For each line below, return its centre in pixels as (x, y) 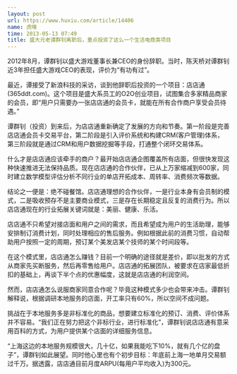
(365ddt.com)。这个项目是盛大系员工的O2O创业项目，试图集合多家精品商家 (117, 94)
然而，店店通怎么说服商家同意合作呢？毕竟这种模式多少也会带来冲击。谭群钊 (119, 289)
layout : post (26, 14)
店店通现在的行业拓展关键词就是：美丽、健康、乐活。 (85, 210)
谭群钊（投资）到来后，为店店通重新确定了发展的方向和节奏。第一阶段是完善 (119, 126)
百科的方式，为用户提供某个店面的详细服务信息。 (84, 331)
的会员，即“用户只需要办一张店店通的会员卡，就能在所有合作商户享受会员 (114, 102)
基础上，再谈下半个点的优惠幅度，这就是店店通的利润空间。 (106, 275)
